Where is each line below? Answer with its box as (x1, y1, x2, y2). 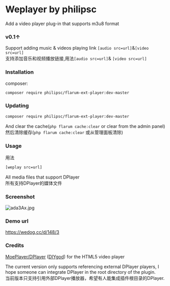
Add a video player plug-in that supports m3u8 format (5, 20, 119, 27)
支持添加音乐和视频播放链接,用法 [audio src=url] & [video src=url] (5, 55, 147, 62)
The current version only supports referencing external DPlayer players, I (5, 263, 159, 270)
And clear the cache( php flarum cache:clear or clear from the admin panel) (5, 123, 165, 129)
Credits (5, 242, 24, 249)
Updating (5, 102, 29, 109)
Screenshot (5, 193, 35, 200)
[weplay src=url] (5, 165, 42, 170)
